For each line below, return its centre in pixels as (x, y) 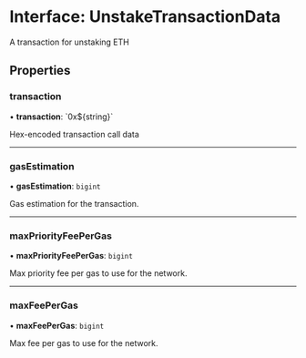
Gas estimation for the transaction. (74, 203)
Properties (40, 71)
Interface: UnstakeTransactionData (145, 17)
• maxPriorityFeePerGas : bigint (71, 256)
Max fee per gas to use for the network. (84, 343)
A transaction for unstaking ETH (69, 42)
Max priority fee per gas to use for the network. (98, 273)
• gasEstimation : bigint (55, 186)
